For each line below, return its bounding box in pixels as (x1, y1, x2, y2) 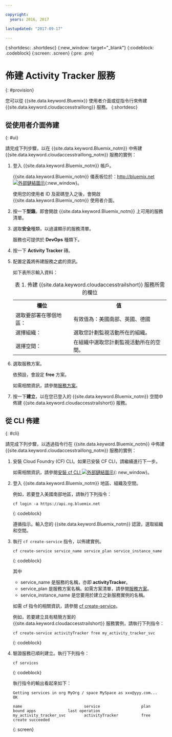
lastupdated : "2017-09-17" (5, 26, 63, 31)
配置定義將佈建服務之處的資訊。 (12, 258, 80, 265)
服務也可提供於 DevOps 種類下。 (12, 237, 82, 243)
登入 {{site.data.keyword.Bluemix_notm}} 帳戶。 (12, 163, 114, 169)
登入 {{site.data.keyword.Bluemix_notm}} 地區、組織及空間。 (12, 480, 141, 486)
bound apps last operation (12, 708, 100, 713)
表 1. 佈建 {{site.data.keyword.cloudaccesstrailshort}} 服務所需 (14, 281, 165, 289)
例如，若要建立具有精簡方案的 (12, 614, 76, 620)
